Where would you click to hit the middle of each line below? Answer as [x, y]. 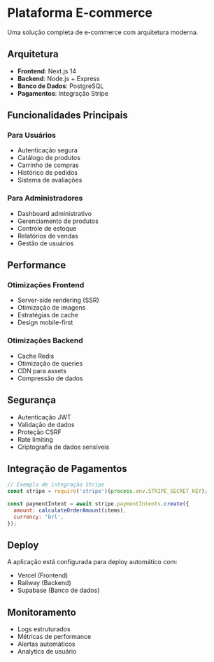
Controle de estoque [47, 228]
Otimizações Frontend [46, 285]
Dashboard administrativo [55, 213]
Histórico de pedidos [48, 173]
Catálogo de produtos [49, 158]
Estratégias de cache [48, 315]
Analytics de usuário [47, 652]
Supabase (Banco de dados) [58, 590]
